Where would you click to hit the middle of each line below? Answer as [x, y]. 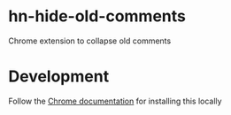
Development [59, 77]
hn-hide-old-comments [97, 16]
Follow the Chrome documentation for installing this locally [115, 101]
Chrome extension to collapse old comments [90, 41]
